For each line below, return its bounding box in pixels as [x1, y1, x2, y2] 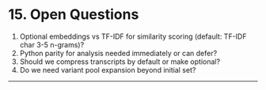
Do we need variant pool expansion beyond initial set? [19, 65, 196, 74]
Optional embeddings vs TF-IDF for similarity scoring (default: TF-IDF [19, 32, 247, 41]
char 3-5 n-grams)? [19, 39, 85, 49]
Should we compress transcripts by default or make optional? [19, 57, 220, 66]
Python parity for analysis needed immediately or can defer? [19, 48, 218, 58]
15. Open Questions [8, 6, 139, 24]
